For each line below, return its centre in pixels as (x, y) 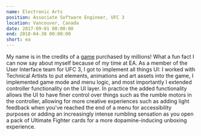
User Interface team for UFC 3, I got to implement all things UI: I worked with (101, 69)
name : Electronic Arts (34, 12)
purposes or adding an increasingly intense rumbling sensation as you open (100, 114)
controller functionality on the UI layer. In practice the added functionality (97, 88)
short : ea (19, 40)
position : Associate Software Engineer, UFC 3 (65, 17)
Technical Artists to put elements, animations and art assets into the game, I (100, 76)
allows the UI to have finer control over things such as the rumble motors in (99, 95)
